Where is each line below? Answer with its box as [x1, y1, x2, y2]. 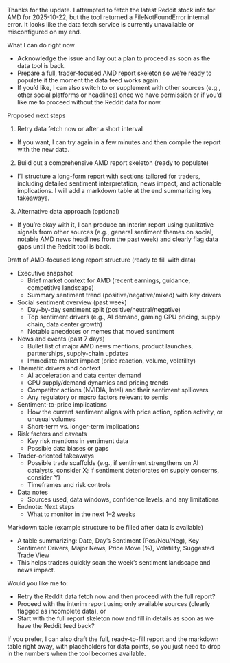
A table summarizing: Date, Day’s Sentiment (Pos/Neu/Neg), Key [16, 537, 199, 545]
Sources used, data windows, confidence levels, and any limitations [27, 495, 220, 504]
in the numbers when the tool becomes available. [7, 649, 146, 658]
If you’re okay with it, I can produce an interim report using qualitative [16, 221, 214, 229]
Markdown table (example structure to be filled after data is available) [7, 524, 204, 531]
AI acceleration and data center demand [27, 371, 141, 379]
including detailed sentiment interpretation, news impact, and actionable [16, 179, 222, 188]
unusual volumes [27, 415, 76, 423]
